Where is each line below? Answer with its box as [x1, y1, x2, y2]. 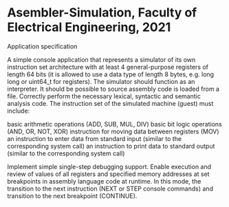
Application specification [7, 42, 78, 50]
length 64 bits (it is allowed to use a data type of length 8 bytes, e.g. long [7, 70, 215, 78]
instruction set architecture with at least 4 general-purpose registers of [7, 63, 208, 71]
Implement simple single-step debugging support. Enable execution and [7, 162, 212, 171]
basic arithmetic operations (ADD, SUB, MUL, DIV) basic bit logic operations [7, 120, 222, 128]
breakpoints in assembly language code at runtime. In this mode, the [7, 177, 201, 185]
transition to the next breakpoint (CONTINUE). [7, 191, 138, 200]
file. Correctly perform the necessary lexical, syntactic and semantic [7, 91, 201, 100]
